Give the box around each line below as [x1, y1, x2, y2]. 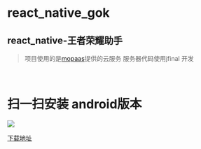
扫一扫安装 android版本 [7, 97, 142, 113]
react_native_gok [7, 5, 110, 21]
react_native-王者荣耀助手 [7, 34, 123, 46]
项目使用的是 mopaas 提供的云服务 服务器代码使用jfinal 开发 [24, 55, 194, 62]
